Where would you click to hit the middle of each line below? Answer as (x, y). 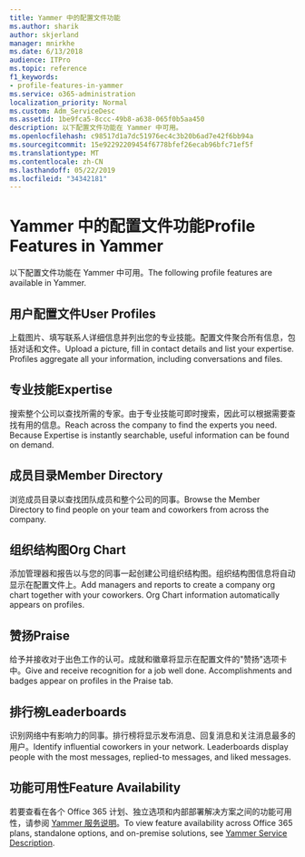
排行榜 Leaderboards (68, 712)
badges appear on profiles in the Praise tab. (92, 681)
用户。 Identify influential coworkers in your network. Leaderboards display (149, 747)
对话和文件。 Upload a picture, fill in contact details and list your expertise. (156, 348)
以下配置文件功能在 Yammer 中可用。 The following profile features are (141, 273)
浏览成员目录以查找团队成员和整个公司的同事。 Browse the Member (135, 499)
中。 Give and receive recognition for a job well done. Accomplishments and (151, 670)
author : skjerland (44, 35)
